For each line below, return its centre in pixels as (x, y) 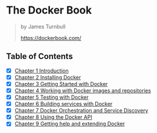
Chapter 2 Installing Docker (48, 77)
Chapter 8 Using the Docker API (53, 117)
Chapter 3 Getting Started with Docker (61, 84)
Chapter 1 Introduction (41, 71)
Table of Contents (40, 56)
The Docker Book (49, 10)
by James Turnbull (43, 26)
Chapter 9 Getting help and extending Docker (70, 124)
